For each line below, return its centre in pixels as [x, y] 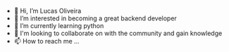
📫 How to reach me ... [47, 41]
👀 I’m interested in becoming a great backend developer [95, 18]
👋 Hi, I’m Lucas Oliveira [48, 11]
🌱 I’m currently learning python [59, 26]
